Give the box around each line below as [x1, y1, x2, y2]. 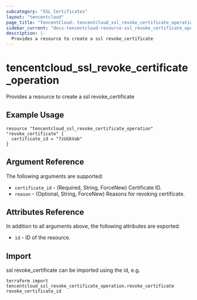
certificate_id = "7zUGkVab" [11, 136, 83, 141]
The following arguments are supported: [6, 173, 104, 180]
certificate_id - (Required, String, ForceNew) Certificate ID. [14, 184, 162, 191]
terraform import [6, 278, 49, 284]
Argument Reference [6, 157, 84, 167]
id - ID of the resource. [14, 234, 71, 241]
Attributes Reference [6, 207, 84, 217]
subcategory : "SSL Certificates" [6, 8, 88, 15]
